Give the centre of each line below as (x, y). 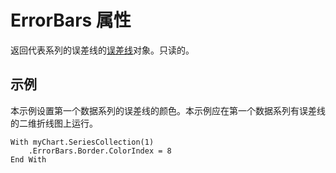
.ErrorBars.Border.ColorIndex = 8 (100, 151)
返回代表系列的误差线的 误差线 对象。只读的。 (102, 50)
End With (28, 159)
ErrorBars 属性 (71, 20)
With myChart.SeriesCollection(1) (82, 142)
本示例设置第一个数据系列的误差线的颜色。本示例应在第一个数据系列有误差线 (168, 110)
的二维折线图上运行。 (54, 123)
